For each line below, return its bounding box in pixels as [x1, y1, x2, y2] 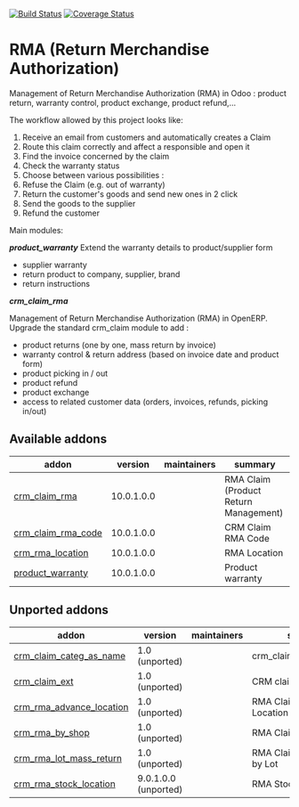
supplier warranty [21, 259, 87, 270]
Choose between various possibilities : [21, 169, 165, 180]
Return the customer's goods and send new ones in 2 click [21, 188, 238, 200]
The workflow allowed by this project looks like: [9, 114, 184, 125]
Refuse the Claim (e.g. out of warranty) [21, 179, 166, 190]
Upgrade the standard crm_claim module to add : [9, 322, 190, 333]
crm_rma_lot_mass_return [13, 752, 123, 764]
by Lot [252, 757, 279, 770]
